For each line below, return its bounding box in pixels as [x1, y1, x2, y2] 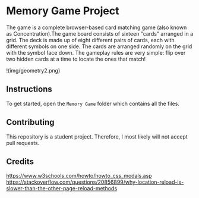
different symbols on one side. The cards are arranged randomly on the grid [6, 43, 192, 50]
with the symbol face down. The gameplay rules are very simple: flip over [6, 49, 186, 56]
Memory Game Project [6, 4, 119, 18]
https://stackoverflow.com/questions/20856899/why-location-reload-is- [6, 178, 184, 186]
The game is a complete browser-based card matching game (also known [6, 24, 187, 31]
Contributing [6, 117, 55, 127]
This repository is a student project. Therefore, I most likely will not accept [6, 133, 188, 140]
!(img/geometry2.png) [6, 67, 61, 74]
